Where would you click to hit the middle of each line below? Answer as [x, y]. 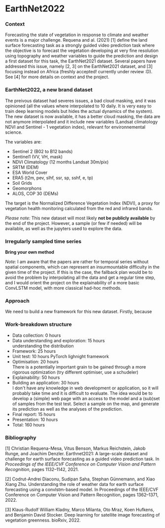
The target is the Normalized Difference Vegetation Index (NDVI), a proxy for [82, 203]
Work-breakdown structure [39, 324]
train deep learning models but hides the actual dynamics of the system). [79, 111]
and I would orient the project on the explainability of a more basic [72, 283]
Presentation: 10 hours [35, 420]
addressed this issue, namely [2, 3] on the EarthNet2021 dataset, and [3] [79, 66]
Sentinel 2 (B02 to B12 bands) [42, 151]
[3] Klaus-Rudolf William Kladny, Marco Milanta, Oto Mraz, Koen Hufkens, [80, 509]
